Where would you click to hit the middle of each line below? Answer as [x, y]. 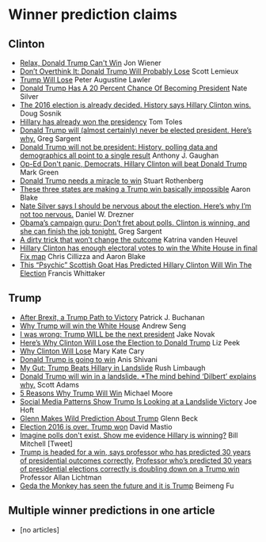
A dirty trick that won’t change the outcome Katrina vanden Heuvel [129, 240]
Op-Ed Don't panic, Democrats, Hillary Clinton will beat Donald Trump [133, 164]
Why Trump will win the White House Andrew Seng [103, 326]
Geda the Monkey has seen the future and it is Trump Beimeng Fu [127, 486]
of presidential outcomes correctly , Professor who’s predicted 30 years [135, 460]
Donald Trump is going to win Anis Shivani [89, 359]
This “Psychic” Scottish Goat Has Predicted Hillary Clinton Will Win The [135, 265]
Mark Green [39, 172]
